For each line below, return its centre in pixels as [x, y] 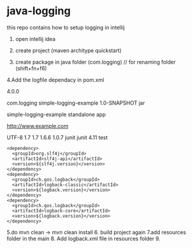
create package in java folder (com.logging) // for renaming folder [95, 62]
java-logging [39, 11]
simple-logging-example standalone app [56, 114]
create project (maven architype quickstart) [68, 50]
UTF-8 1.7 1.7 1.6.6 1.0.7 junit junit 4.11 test [57, 137]
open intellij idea [35, 39]
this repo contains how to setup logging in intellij [66, 27]
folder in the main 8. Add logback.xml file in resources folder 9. [84, 238]
